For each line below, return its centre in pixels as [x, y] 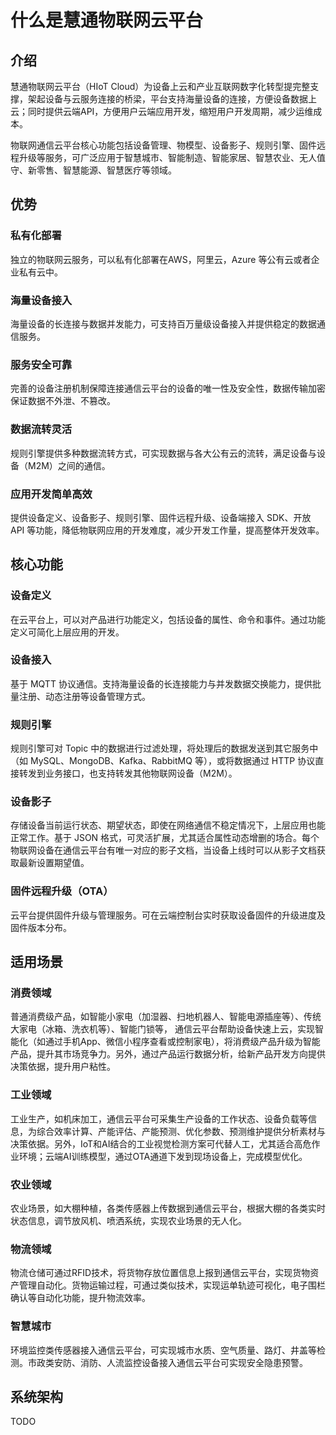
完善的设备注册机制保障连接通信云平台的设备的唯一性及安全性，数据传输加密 [168, 388]
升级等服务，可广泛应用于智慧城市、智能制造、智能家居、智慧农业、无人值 [172, 157]
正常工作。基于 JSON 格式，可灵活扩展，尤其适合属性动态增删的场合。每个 [165, 838]
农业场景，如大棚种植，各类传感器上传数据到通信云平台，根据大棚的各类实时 [168, 1208]
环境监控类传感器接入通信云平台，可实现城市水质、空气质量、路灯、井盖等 [163, 1350]
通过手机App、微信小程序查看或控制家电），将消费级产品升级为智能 [182, 1042]
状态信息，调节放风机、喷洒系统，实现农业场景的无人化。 [128, 1221]
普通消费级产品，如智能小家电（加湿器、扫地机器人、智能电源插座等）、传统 [166, 1017]
